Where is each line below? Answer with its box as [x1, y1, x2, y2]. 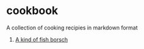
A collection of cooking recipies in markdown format [6, 24, 139, 31]
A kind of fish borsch [15, 36, 68, 43]
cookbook [6, 4, 59, 18]
